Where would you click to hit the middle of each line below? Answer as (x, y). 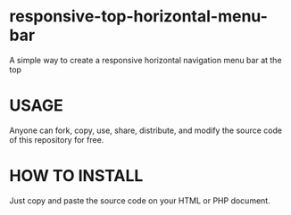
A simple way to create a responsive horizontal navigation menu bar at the (146, 60)
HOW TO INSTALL (76, 176)
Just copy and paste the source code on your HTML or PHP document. (140, 200)
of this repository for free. (57, 139)
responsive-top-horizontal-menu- (138, 17)
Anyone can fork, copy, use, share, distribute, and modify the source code (146, 130)
